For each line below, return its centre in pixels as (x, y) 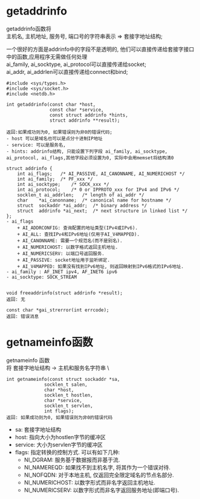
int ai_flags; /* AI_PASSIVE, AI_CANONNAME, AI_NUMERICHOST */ (101, 174)
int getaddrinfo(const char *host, (51, 104)
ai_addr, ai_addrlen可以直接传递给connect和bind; (67, 71)
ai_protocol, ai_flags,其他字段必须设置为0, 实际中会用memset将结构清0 (90, 158)
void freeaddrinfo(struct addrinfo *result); (64, 293)
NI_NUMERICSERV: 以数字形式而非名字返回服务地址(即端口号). (102, 490)
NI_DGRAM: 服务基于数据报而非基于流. (72, 460)
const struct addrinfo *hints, (89, 115)
